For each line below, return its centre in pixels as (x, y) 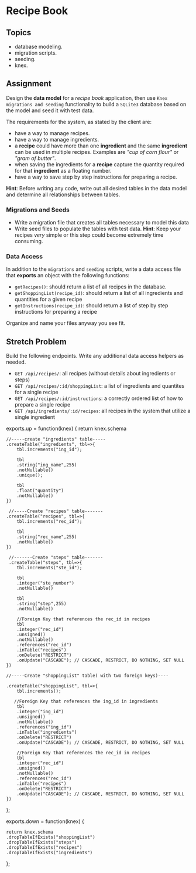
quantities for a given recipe (48, 299)
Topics (19, 33)
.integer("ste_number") (46, 583)
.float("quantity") (40, 491)
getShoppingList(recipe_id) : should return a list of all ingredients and (99, 293)
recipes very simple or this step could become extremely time (89, 235)
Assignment (29, 84)
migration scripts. (36, 53)
